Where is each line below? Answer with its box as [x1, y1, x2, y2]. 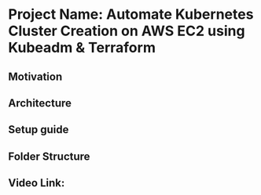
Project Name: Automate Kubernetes [8, 5, 254, 23]
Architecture [8, 96, 72, 110]
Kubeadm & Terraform [8, 39, 156, 56]
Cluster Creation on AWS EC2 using [8, 22, 245, 40]
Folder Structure [8, 150, 90, 163]
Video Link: [8, 176, 65, 190]
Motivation [8, 70, 63, 83]
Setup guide [8, 123, 69, 136]
